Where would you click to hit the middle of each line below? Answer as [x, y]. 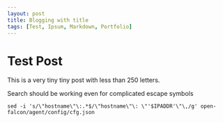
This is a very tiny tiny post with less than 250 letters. [84, 80]
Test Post [35, 61]
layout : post [26, 14]
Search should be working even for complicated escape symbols [100, 94]
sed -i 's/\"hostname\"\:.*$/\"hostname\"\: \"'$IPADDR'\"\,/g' [102, 106]
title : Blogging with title [48, 20]
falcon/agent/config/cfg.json [51, 113]
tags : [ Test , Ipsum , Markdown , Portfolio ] [70, 26]
